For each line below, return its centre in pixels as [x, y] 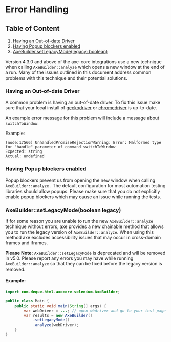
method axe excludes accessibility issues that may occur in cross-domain [83, 237]
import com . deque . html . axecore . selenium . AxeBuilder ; [63, 292]
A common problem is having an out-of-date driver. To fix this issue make [83, 102]
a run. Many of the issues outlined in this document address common [78, 72]
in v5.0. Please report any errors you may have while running [69, 258]
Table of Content [33, 28]
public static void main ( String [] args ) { [60, 306]
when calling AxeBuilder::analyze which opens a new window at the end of [85, 67]
